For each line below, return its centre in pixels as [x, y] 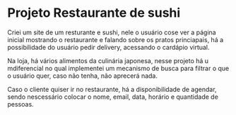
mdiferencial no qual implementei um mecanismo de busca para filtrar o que [118, 68]
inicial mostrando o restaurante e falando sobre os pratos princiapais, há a [116, 39]
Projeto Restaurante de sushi [94, 13]
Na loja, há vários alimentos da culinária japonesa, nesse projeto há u [108, 60]
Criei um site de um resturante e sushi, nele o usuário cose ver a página [112, 32]
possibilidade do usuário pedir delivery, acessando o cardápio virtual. [108, 47]
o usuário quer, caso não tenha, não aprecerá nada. [82, 76]
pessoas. [20, 104]
